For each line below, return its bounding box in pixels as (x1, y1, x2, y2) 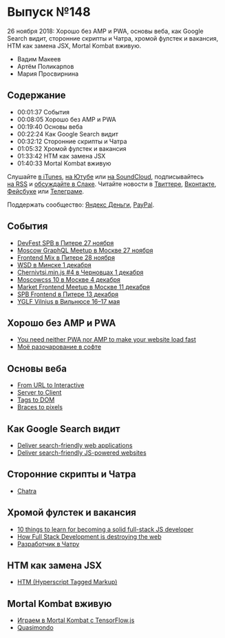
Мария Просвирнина (17, 70, 79, 78)
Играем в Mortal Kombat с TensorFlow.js (17, 616, 135, 624)
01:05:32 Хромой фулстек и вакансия (17, 144, 127, 152)
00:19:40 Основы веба (17, 122, 83, 131)
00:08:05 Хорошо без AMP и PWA (17, 115, 116, 123)
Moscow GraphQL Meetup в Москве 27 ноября (17, 246, 153, 254)
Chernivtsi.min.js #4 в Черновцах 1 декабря (17, 268, 144, 276)
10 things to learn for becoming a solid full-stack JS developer (17, 525, 194, 533)
